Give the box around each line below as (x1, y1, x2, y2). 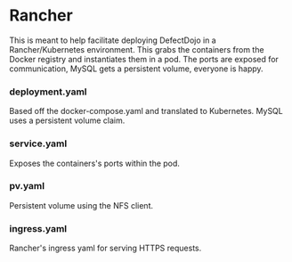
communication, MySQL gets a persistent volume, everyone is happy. (9, 63, 264, 74)
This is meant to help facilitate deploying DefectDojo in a (9, 35, 216, 45)
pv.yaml (9, 180, 45, 192)
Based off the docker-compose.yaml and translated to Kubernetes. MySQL (9, 106, 283, 117)
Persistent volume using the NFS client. (9, 200, 154, 210)
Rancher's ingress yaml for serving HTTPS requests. (9, 242, 202, 254)
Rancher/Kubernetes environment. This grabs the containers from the (9, 44, 264, 54)
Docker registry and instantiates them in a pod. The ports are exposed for (9, 53, 279, 64)
